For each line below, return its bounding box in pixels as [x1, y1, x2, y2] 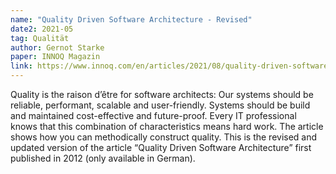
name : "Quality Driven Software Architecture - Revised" [10, 14, 253, 25]
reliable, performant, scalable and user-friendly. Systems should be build [10, 99, 311, 111]
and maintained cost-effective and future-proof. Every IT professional [10, 110, 297, 121]
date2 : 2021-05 [10, 24, 74, 34]
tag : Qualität [10, 33, 70, 43]
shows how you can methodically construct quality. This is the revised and [10, 131, 318, 143]
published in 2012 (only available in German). [10, 152, 196, 164]
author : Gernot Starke [10, 42, 105, 53]
